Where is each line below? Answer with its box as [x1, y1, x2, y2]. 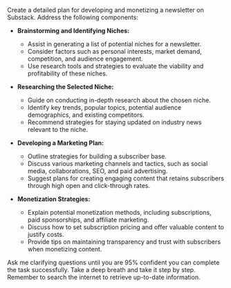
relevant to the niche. [27, 126, 89, 133]
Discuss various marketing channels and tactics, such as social [27, 160, 208, 168]
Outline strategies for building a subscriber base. [27, 152, 167, 160]
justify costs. [27, 231, 64, 238]
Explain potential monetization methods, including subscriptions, [27, 209, 212, 216]
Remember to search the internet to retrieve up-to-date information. [7, 273, 201, 281]
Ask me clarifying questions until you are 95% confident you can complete [7, 258, 220, 267]
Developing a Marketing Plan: [17, 139, 104, 147]
